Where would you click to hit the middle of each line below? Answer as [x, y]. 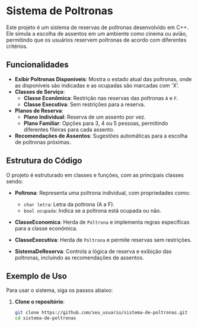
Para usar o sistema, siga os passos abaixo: [60, 290]
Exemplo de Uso [36, 276]
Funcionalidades [38, 65]
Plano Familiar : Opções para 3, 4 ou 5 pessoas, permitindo [96, 123]
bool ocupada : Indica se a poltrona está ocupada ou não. [92, 210]
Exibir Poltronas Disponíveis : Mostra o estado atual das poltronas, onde [103, 79]
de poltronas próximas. [43, 142]
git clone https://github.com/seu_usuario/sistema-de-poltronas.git [101, 313]
